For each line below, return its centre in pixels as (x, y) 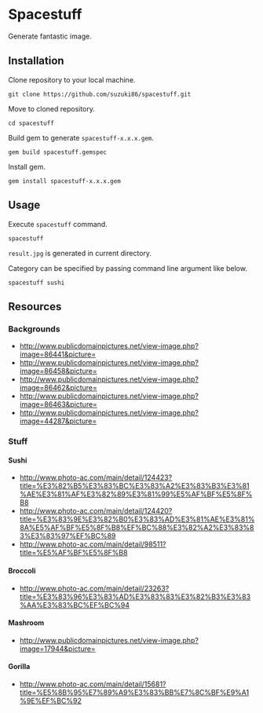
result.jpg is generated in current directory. (80, 253)
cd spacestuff (31, 123)
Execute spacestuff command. (58, 224)
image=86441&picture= (58, 354)
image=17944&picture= (57, 649)
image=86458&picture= (58, 371)
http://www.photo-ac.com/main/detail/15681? (93, 684)
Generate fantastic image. (50, 36)
